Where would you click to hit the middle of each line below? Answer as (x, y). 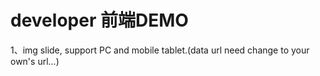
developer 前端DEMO (99, 20)
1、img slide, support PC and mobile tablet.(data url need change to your (160, 50)
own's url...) (35, 61)
